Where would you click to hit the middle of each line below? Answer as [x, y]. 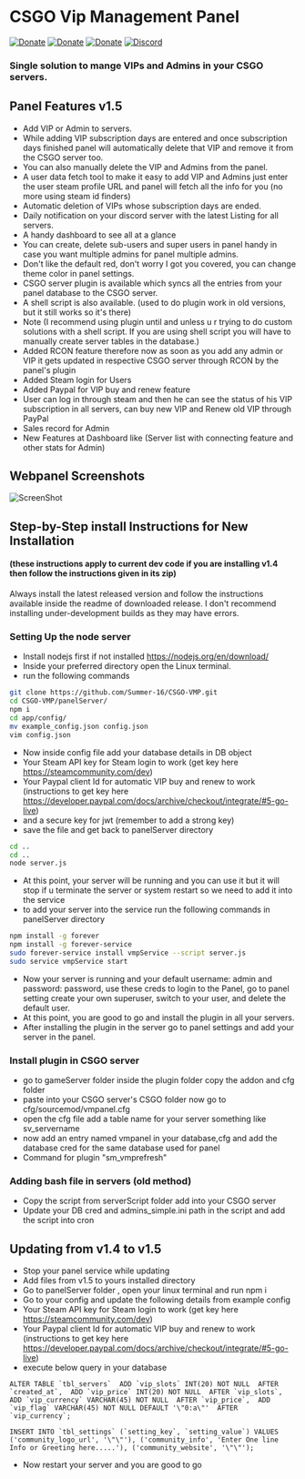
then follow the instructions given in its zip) [93, 573]
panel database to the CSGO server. [90, 292]
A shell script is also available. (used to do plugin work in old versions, [154, 302]
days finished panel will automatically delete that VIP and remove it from [158, 147]
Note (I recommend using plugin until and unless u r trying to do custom [158, 321]
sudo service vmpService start [69, 961]
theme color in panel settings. [78, 273]
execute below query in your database [95, 1368]
